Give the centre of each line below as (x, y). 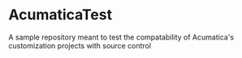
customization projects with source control (80, 45)
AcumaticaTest (60, 15)
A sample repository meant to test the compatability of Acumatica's (121, 37)
